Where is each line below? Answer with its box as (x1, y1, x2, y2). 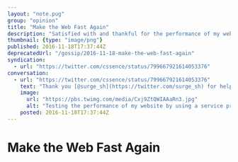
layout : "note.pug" (7, 10, 65, 18)
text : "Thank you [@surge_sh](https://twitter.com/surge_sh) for (20, 83, 217, 90)
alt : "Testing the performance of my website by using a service (25, 103, 223, 110)
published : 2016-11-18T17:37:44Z (7, 43, 106, 50)
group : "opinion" (7, 17, 59, 24)
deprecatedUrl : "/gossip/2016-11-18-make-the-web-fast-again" (7, 50, 195, 57)
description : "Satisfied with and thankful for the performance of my (7, 30, 220, 37)
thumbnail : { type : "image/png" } (7, 37, 103, 44)
